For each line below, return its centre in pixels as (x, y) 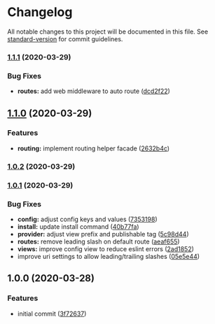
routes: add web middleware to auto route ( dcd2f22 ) (93, 91)
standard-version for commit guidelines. (65, 38)
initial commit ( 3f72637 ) (52, 314)
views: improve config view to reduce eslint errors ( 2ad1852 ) (106, 248)
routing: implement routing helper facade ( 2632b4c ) (93, 148)
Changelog (40, 12)
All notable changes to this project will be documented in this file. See (108, 31)
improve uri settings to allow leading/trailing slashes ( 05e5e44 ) (109, 256)
